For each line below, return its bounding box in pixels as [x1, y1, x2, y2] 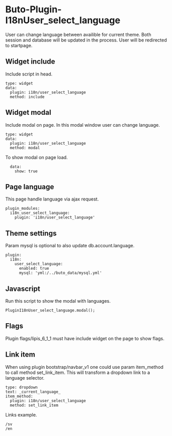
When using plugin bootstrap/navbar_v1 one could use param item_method [5, 364, 164, 370]
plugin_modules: [5, 206, 40, 211]
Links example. [5, 411, 37, 418]
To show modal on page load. [5, 154, 68, 160]
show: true [14, 168, 38, 174]
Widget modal [5, 108, 51, 117]
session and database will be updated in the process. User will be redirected [5, 37, 167, 43]
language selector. [5, 374, 45, 381]
